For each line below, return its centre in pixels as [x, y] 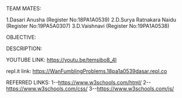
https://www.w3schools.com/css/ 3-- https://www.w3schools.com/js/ [90, 89]
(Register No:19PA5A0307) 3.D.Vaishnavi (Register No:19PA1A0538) [88, 26]
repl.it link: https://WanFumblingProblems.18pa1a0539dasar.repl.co [87, 71]
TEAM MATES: [24, 8]
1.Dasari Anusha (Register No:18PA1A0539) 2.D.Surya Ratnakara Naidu [91, 20]
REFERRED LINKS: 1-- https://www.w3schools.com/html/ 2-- [79, 82]
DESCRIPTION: [24, 48]
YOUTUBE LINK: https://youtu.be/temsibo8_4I [61, 60]
